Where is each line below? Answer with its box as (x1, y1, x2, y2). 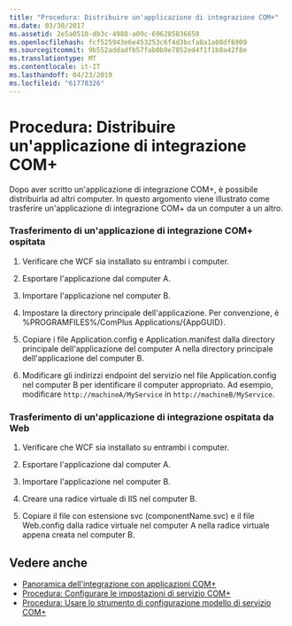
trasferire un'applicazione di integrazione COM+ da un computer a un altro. (9, 203, 283, 213)
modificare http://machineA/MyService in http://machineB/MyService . (21, 389, 275, 399)
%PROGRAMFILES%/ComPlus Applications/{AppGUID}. (21, 316, 227, 328)
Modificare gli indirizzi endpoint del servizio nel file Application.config (21, 369, 277, 381)
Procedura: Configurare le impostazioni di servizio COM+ (21, 588, 232, 599)
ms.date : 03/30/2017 (9, 21, 86, 30)
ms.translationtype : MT (9, 54, 97, 63)
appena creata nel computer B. (21, 529, 135, 540)
